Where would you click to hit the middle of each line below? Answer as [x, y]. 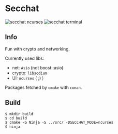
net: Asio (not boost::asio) [38, 67]
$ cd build [16, 118]
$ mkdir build [19, 114]
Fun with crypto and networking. [37, 49]
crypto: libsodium [29, 73]
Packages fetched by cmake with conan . [44, 87]
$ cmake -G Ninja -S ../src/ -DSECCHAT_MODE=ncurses [59, 122]
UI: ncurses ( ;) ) [28, 78]
